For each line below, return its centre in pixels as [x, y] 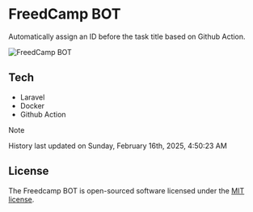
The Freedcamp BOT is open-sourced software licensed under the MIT [126, 190]
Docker [32, 105]
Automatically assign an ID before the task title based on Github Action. [127, 36]
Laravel [32, 97]
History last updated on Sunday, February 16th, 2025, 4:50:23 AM [118, 146]
